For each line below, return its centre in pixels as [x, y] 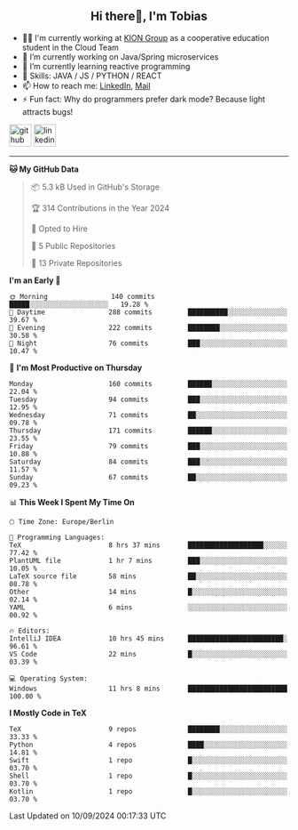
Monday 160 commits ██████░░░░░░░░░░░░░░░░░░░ [149, 383]
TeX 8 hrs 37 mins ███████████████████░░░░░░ [149, 545]
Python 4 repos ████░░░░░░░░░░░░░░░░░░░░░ [149, 745]
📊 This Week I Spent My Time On [72, 502]
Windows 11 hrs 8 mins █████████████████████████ [149, 689]
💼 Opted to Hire [59, 229]
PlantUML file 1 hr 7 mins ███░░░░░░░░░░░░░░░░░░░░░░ [149, 560]
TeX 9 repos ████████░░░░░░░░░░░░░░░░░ [149, 729]
